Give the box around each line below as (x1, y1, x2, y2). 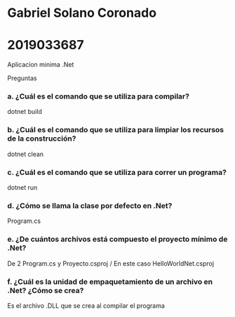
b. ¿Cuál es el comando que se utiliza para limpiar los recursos (7, 125, 224, 135)
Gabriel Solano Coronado (7, 5, 156, 21)
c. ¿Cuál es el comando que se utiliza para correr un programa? (7, 167, 227, 177)
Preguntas (7, 74, 37, 82)
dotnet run (7, 183, 38, 192)
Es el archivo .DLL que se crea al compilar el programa (7, 301, 165, 310)
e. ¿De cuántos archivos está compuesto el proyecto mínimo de (7, 234, 228, 244)
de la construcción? (7, 134, 76, 143)
